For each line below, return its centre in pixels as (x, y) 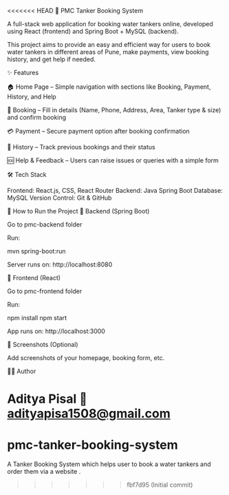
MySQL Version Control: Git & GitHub (59, 198)
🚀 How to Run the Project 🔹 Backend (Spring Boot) (78, 211)
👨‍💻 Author (22, 371)
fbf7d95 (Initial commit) (160, 485)
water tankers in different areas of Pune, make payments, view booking (108, 52)
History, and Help (32, 97)
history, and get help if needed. (52, 59)
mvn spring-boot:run (36, 251)
